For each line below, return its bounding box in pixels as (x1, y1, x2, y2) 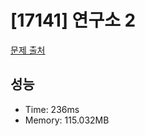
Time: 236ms (24, 103, 80, 115)
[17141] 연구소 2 (10, 9, 137, 32)
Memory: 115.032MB (24, 114, 110, 126)
